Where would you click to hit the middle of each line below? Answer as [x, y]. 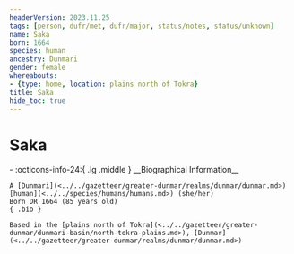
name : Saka [30, 34]
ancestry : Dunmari [43, 59]
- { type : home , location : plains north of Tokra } [104, 84]
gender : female [38, 68]
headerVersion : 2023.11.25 [60, 17]
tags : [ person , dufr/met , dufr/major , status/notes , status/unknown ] [142, 26]
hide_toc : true [38, 101]
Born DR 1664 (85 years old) [64, 202]
